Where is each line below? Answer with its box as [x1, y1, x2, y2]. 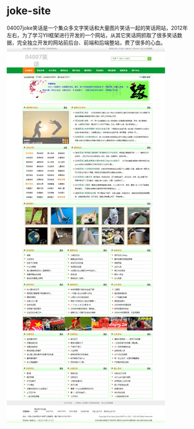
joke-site [6, 4, 52, 18]
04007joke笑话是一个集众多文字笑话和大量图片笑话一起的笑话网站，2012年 [6, 24, 188, 31]
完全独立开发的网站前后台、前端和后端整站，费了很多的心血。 [16, 39, 166, 46]
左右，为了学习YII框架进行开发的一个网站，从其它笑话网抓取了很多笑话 [6, 31, 178, 39]
